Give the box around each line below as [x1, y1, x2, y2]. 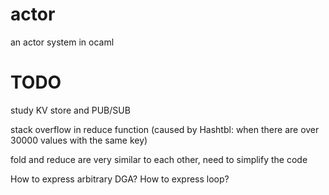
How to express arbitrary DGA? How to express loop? [10, 173, 230, 185]
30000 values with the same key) [10, 134, 148, 146]
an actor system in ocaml [10, 36, 115, 48]
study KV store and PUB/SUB [10, 104, 131, 116]
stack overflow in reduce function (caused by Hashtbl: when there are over [10, 123, 320, 135]
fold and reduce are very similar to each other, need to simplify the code [10, 153, 308, 165]
